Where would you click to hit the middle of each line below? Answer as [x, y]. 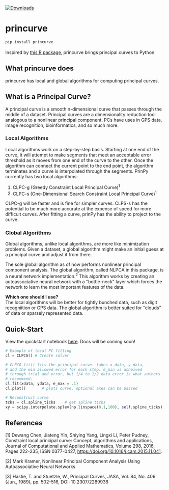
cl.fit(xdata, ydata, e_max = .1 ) [42, 384]
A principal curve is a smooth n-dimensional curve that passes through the [83, 109]
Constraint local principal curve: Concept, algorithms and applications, [79, 441]
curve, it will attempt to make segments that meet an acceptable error [78, 155]
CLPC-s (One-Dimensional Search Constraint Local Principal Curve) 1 [84, 193]
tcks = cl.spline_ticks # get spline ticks [55, 402]
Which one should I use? [32, 297]
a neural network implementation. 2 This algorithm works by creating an [80, 276]
